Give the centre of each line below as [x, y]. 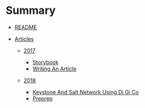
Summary [31, 11]
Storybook [45, 62]
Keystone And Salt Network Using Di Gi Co [86, 92]
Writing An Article [54, 68]
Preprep [42, 98]
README [26, 27]
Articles [24, 39]
